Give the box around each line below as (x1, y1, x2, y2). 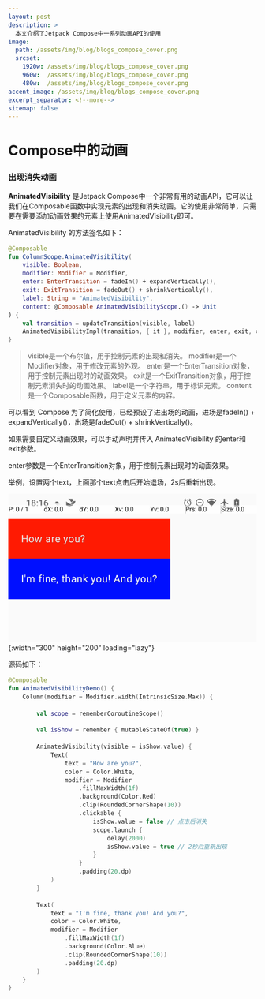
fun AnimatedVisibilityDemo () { (8, 684, 114, 692)
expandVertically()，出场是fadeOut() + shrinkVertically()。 (8, 417, 197, 427)
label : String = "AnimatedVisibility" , (22, 294, 154, 302)
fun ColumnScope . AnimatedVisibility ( (8, 253, 132, 260)
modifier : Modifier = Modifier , (22, 269, 129, 278)
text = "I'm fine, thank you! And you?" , (50, 909, 189, 917)
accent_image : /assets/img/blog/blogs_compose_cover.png (8, 88, 200, 95)
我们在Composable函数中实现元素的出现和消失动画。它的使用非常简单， (8, 201, 243, 211)
